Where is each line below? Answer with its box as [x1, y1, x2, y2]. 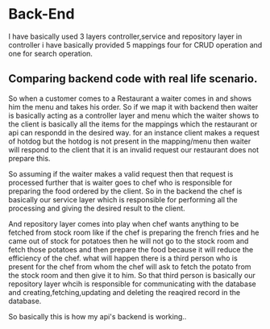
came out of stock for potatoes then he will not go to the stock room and [8, 235, 249, 246]
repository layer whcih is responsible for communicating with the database [8, 279, 256, 289]
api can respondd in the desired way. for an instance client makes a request [8, 127, 260, 137]
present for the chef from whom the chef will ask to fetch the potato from [8, 261, 251, 271]
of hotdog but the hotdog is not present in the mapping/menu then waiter [8, 136, 251, 146]
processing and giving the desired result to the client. [8, 203, 185, 213]
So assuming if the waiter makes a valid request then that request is [8, 169, 234, 178]
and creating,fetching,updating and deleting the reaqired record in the [8, 287, 240, 297]
